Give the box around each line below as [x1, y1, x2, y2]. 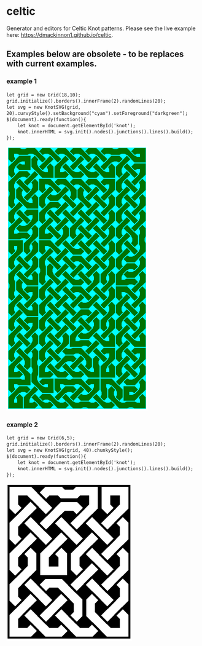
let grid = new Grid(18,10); [6, 92, 81, 98]
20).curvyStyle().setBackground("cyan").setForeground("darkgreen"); [6, 110, 188, 116]
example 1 [6, 77, 37, 85]
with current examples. [6, 58, 97, 69]
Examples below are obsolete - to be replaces [6, 49, 184, 60]
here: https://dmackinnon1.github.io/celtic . [6, 31, 114, 38]
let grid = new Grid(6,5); [6, 435, 76, 441]
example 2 [6, 420, 38, 428]
